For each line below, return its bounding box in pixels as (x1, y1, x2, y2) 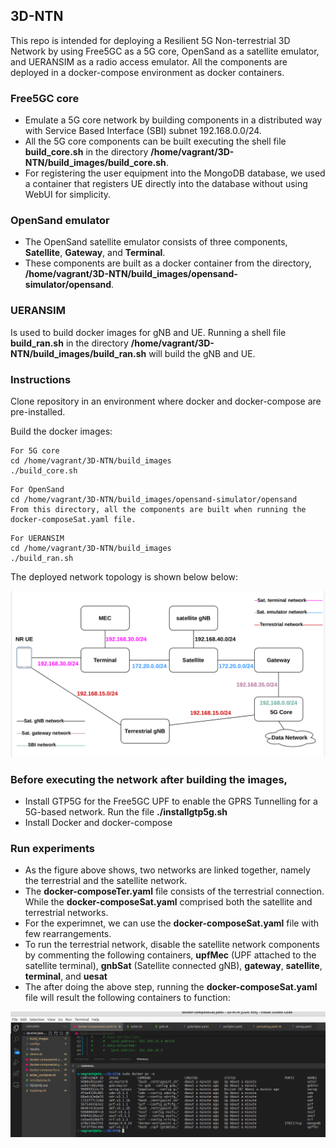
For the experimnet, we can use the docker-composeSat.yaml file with (24, 917, 320, 929)
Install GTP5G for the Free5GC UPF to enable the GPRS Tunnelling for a (24, 795, 318, 808)
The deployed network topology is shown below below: (10, 571, 239, 583)
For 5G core (10, 446, 60, 456)
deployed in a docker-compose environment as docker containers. (10, 66, 285, 78)
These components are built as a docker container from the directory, (24, 257, 312, 269)
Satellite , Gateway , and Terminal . (24, 247, 166, 259)
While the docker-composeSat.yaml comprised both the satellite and (24, 896, 313, 908)
